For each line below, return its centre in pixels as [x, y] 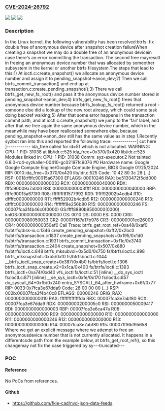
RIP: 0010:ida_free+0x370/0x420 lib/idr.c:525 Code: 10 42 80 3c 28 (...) [78, 172]
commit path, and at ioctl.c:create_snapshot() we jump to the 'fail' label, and [82, 120]
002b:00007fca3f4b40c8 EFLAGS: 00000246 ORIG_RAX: [64, 293]
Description [19, 31]
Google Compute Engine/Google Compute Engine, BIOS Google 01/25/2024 [82, 167]
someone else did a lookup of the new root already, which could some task [81, 110]
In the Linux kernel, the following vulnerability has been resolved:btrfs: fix [80, 42]
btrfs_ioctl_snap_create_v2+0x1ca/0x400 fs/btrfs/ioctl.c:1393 [67, 267]
